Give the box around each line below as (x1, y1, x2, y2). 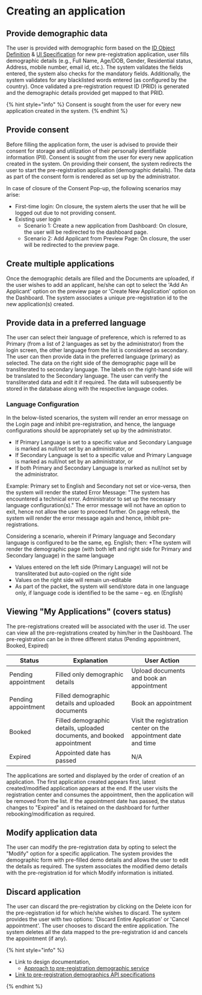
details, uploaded (55, 723, 105, 732)
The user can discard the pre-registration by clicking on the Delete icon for (6, 903, 192, 910)
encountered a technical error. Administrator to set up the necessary (6, 495, 176, 502)
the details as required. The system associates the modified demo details (6, 863, 188, 870)
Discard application (6, 886, 81, 897)
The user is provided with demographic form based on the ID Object (6, 44, 176, 51)
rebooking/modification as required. (6, 810, 95, 817)
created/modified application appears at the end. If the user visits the (6, 784, 178, 792)
